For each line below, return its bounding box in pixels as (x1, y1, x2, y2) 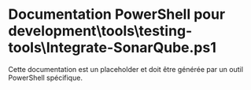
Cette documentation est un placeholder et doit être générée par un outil (8, 64, 244, 74)
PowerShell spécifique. (8, 73, 83, 82)
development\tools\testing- (8, 22, 193, 40)
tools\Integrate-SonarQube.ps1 (8, 39, 216, 56)
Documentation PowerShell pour (8, 5, 226, 23)
